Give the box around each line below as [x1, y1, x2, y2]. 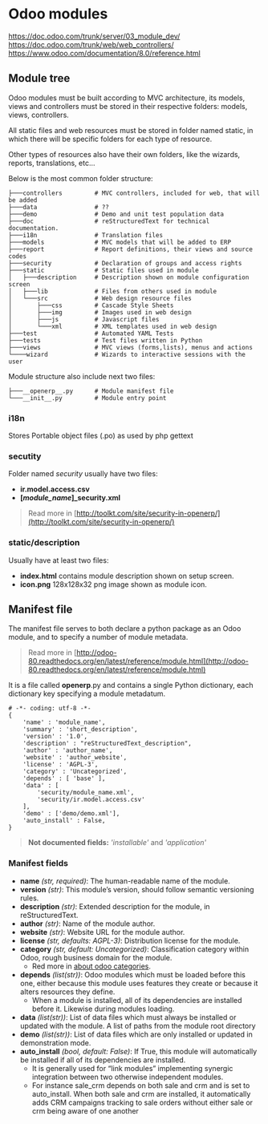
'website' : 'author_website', [22, 754, 128, 762]
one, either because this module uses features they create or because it [19, 978, 258, 988]
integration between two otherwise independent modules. [31, 1072, 224, 1082]
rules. [19, 893, 39, 903]
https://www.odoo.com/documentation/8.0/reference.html [8, 48, 201, 58]
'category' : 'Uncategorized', [22, 767, 128, 776]
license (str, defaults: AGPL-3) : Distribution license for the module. [19, 936, 241, 945]
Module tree [8, 71, 71, 85]
